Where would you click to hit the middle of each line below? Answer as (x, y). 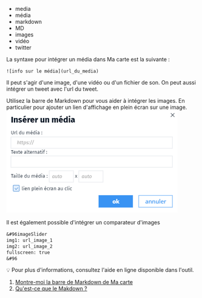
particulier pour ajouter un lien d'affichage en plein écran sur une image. (97, 107)
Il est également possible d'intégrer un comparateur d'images (83, 222)
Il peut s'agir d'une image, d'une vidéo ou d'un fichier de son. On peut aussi (101, 82)
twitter (23, 47)
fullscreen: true (28, 252)
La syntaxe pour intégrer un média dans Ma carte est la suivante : (88, 59)
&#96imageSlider (27, 234)
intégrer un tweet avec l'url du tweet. (52, 89)
